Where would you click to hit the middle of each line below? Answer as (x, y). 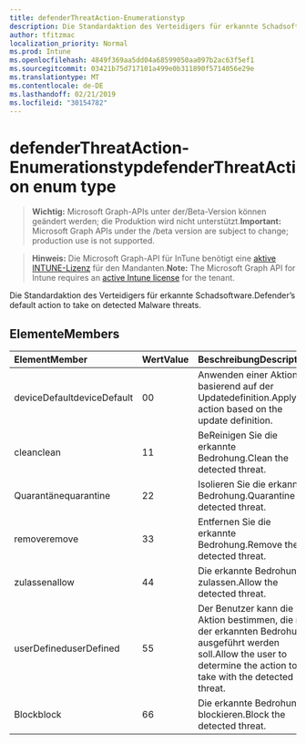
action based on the (240, 409)
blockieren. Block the (241, 715)
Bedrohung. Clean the (243, 459)
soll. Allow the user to (242, 655)
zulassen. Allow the (238, 583)
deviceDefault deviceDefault (74, 398)
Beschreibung (229, 359)
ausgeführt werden (239, 643)
